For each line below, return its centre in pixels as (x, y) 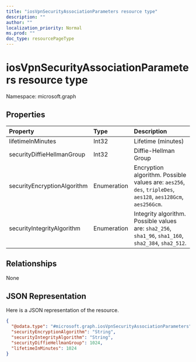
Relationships (32, 264)
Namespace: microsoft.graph (41, 96)
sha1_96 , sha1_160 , (159, 235)
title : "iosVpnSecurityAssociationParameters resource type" (82, 11)
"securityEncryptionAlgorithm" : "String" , (64, 332)
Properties (26, 115)
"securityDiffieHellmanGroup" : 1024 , (57, 343)
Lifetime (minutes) (159, 141)
